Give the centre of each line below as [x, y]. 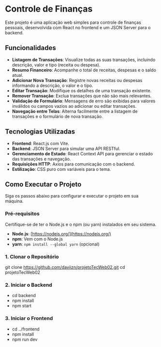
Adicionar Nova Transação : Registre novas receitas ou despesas [77, 80]
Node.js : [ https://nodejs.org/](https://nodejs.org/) [61, 233]
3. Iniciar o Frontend [29, 318]
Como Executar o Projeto [43, 184]
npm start [22, 306]
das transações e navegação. [41, 159]
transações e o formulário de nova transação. [57, 116]
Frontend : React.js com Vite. [40, 143]
